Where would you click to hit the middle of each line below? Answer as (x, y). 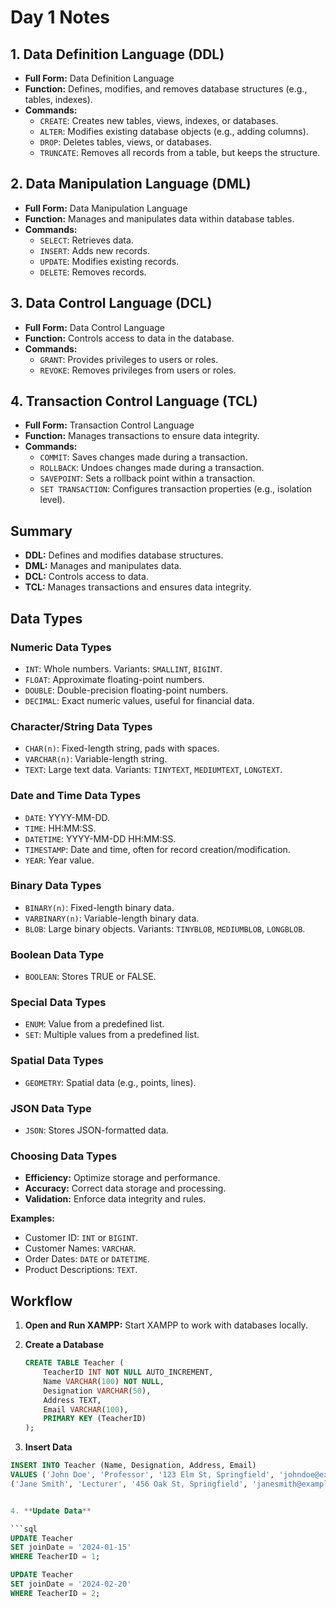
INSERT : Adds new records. (94, 250)
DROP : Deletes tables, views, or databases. (126, 142)
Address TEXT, (72, 1400)
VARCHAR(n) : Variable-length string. (96, 759)
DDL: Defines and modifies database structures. (124, 555)
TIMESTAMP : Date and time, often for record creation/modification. (157, 849)
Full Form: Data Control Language (94, 327)
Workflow (41, 1301)
